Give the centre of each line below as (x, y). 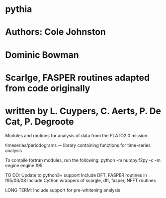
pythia (19, 9)
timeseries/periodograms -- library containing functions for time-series (78, 145)
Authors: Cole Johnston (55, 32)
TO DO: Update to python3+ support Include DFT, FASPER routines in (76, 175)
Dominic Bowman (42, 55)
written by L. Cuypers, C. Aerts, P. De (83, 111)
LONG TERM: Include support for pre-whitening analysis (63, 190)
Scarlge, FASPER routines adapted (78, 78)
